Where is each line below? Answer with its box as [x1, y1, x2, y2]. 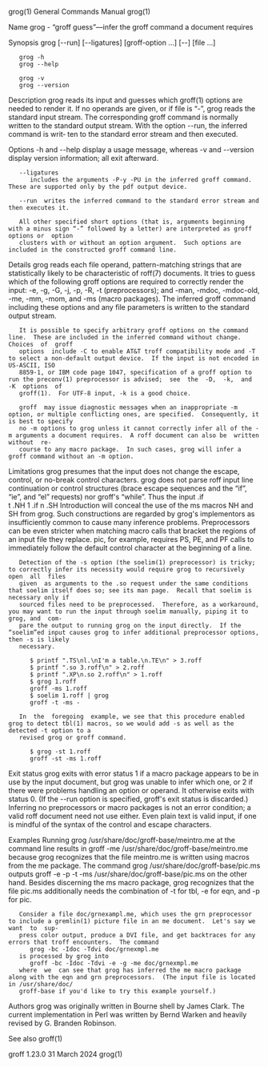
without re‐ [8, 439, 52, 447]
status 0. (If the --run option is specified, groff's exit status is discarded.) [8, 794, 249, 804]
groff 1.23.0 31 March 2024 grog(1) [8, 1049, 123, 1059]
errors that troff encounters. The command [8, 938, 159, 946]
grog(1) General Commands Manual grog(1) [8, 7, 150, 16]
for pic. [8, 895, 32, 904]
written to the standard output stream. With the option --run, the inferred [8, 121, 248, 130]
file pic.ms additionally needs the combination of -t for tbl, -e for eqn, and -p [8, 886, 260, 896]
